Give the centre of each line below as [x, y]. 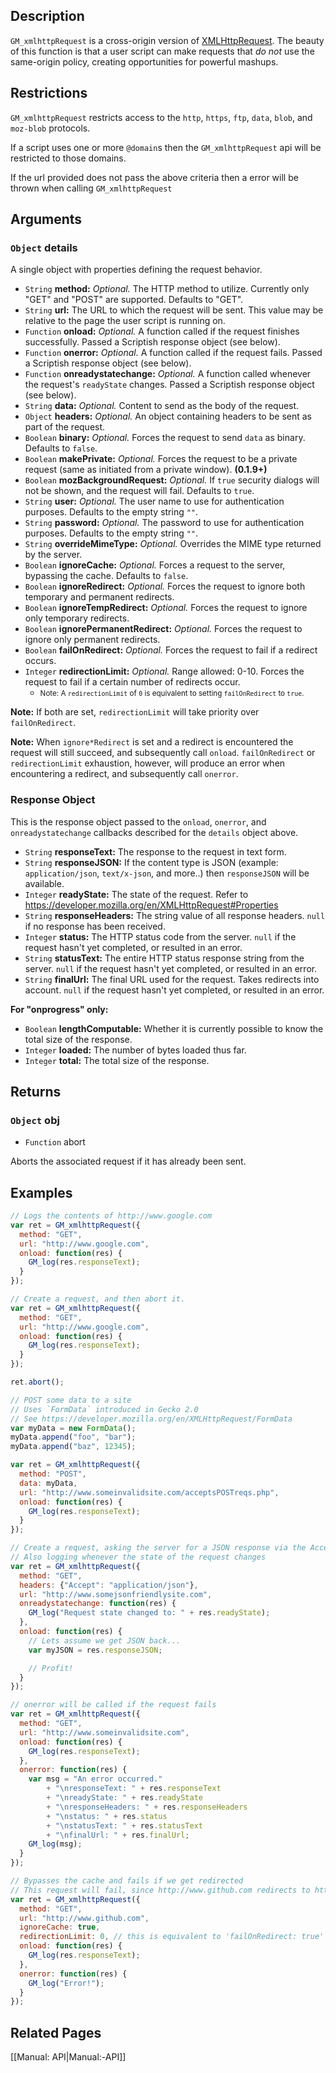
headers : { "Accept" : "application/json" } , [109, 1585]
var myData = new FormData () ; [73, 1428]
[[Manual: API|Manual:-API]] [68, 2057]
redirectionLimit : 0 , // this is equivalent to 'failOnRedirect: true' [172, 1937]
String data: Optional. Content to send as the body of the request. [162, 406]
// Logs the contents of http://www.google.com [111, 1216]
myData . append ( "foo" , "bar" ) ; [73, 1437]
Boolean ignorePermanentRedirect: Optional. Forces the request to [163, 629]
